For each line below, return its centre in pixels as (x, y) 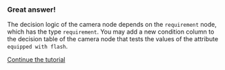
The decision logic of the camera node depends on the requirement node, (112, 25)
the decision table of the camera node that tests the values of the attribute (113, 39)
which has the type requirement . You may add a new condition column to (111, 32)
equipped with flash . (38, 47)
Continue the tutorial (36, 60)
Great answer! (32, 10)
